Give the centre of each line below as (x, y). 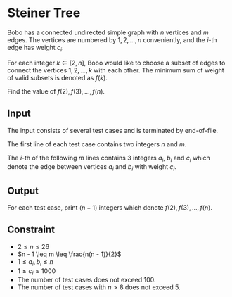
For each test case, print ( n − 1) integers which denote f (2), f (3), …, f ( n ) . (110, 207)
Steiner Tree (44, 13)
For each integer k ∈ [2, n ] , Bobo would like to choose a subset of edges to (116, 63)
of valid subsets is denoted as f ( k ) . (57, 77)
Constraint (31, 230)
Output (23, 190)
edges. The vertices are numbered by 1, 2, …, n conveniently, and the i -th (112, 39)
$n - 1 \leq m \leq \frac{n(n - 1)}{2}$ (69, 254)
